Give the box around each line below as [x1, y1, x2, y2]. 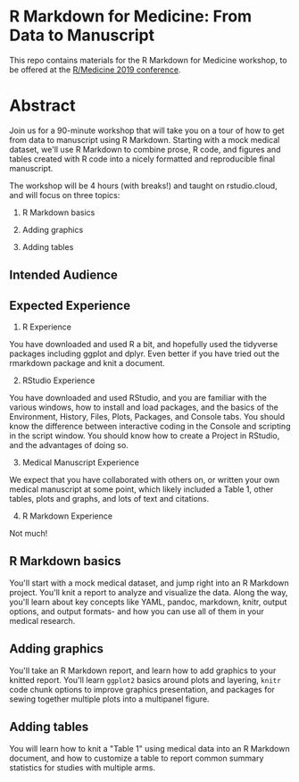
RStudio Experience [21, 375, 96, 386]
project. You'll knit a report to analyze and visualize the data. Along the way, [9, 586, 288, 597]
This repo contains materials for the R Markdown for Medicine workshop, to [9, 54, 287, 65]
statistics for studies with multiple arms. [9, 761, 156, 773]
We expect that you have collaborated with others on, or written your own [9, 475, 280, 486]
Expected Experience [9, 297, 131, 313]
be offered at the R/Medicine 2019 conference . [9, 64, 181, 75]
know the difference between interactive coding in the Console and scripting [9, 421, 291, 432]
